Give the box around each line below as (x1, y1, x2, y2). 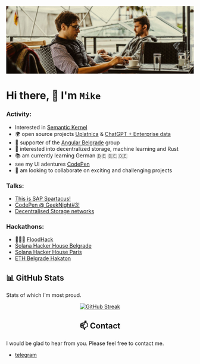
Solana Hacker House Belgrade (14, 242, 92, 249)
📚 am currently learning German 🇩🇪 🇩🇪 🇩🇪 (14, 151, 128, 159)
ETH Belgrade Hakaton (14, 255, 71, 262)
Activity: (6, 110, 32, 118)
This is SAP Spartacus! (14, 195, 71, 202)
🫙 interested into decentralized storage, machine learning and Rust (14, 145, 179, 152)
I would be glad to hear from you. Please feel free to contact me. (6, 340, 164, 347)
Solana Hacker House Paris (14, 249, 82, 256)
